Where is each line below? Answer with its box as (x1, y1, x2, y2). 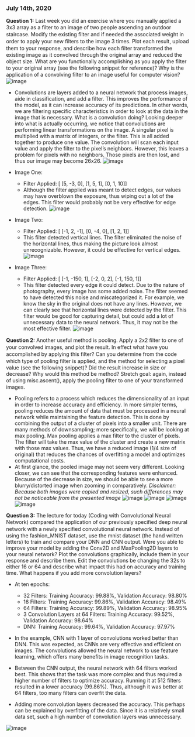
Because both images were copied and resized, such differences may (14, 488, 183, 495)
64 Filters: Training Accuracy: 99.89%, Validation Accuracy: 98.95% (23, 605, 188, 612)
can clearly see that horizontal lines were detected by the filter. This (23, 306, 187, 314)
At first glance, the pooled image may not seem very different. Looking (14, 464, 185, 471)
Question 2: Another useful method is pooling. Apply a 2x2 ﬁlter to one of (6, 337, 184, 344)
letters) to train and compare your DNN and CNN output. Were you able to (6, 539, 184, 546)
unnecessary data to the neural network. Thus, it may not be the (23, 319, 178, 326)
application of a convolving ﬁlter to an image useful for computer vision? (6, 71, 180, 78)
